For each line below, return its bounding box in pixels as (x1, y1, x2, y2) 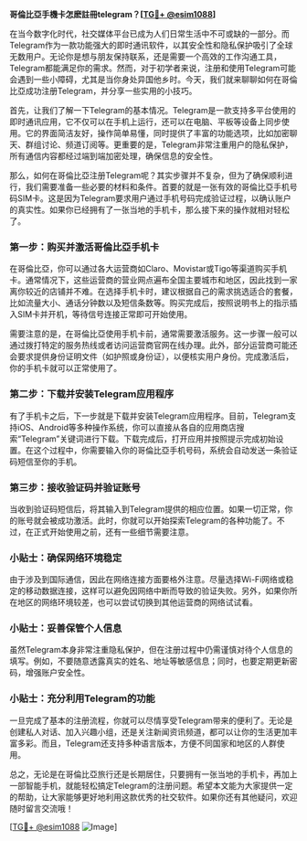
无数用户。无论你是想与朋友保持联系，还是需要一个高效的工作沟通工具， (9, 51, 281, 62)
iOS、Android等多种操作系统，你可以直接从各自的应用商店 (16, 421, 237, 432)
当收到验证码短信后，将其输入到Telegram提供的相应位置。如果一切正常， (9, 503, 285, 515)
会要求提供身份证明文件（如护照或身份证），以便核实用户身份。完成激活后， (9, 351, 294, 362)
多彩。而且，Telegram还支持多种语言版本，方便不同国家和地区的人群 (16, 738, 277, 749)
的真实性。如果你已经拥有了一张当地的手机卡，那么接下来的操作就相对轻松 (9, 205, 290, 215)
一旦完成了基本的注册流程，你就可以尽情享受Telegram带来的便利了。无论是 (9, 715, 293, 726)
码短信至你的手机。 (9, 456, 82, 467)
